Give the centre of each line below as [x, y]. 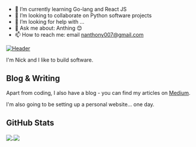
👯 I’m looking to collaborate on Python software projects [83, 15]
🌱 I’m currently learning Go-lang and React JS [71, 9]
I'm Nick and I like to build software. [50, 60]
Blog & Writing [33, 79]
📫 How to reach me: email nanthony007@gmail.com [79, 35]
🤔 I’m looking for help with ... [49, 22]
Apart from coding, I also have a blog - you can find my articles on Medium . [98, 92]
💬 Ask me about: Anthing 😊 [49, 28]
